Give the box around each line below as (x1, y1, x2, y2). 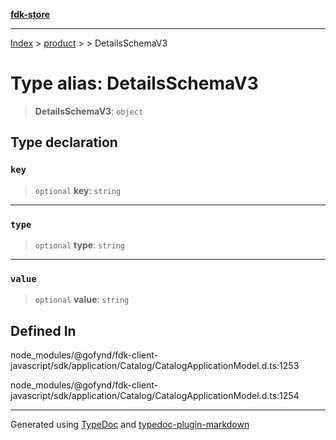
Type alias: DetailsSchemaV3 (10, 72, 259, 95)
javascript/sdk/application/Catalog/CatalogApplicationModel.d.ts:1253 (10, 360, 300, 372)
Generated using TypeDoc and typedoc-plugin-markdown (10, 419, 250, 431)
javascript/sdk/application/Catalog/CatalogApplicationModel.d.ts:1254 (10, 390, 300, 402)
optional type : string (34, 239, 125, 251)
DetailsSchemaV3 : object (34, 105, 144, 117)
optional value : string (34, 294, 130, 306)
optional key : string (34, 184, 122, 196)
